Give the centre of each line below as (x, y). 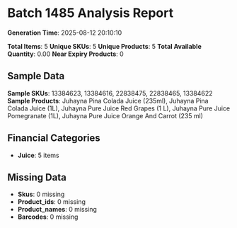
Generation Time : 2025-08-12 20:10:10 (65, 33)
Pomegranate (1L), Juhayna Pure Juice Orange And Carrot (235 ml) (105, 115)
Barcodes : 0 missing (48, 217)
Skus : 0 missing (41, 194)
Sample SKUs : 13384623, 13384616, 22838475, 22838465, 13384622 (110, 93)
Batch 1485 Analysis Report (91, 13)
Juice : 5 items (38, 155)
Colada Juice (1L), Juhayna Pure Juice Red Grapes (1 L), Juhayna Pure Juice (119, 108)
